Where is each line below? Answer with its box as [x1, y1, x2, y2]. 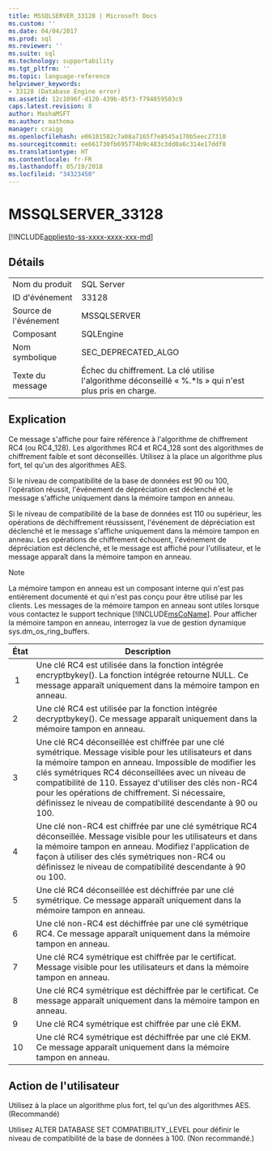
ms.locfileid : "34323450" [8, 170, 96, 178]
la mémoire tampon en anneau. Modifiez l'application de [36, 840, 249, 852]
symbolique [12, 351, 57, 363]
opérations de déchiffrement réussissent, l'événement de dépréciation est [8, 517, 255, 527]
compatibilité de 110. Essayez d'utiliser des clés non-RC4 [36, 776, 258, 788]
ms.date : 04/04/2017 [8, 27, 79, 35]
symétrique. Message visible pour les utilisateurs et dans [36, 746, 253, 758]
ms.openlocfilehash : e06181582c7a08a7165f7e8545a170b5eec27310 [8, 132, 227, 140]
